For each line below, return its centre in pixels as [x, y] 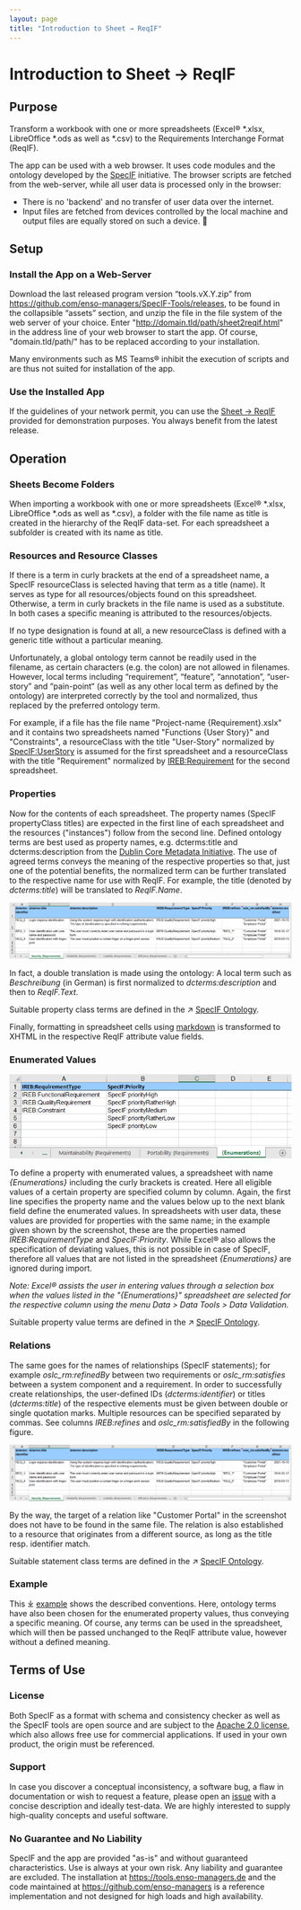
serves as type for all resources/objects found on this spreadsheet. [133, 594]
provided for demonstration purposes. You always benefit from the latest [143, 421]
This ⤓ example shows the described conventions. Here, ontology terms [143, 1604]
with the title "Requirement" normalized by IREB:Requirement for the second [150, 761]
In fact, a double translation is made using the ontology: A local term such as [150, 973]
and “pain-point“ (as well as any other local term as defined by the [156, 686]
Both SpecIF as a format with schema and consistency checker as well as [145, 1715]
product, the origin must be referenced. [82, 1744]
